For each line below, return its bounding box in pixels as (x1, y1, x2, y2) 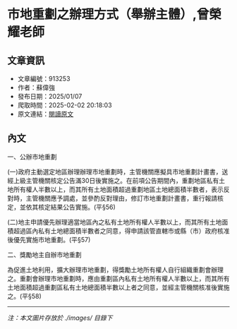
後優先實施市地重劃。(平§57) (7, 235, 91, 244)
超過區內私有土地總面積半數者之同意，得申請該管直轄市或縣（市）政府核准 (13, 227, 230, 235)
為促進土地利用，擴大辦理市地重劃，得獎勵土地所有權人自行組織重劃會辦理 (7, 265, 224, 274)
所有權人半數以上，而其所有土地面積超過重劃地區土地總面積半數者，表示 (13, 185, 224, 193)
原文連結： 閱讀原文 (17, 110, 74, 118)
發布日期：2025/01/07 (17, 92, 83, 100)
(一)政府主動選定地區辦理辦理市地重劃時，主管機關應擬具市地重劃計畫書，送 (7, 167, 229, 176)
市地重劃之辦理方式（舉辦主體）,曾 (7, 6, 209, 23)
